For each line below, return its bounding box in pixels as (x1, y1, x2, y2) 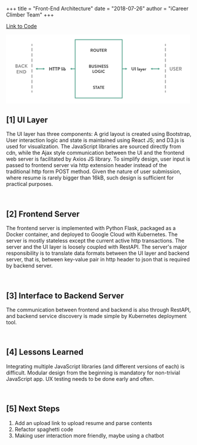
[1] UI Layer (6, 115, 48, 125)
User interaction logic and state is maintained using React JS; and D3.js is (6, 137, 185, 144)
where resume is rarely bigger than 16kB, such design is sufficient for (6, 174, 174, 181)
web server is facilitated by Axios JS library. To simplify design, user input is (6, 155, 191, 162)
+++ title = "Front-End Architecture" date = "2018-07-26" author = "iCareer (6, 5, 189, 12)
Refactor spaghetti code (14, 426, 74, 433)
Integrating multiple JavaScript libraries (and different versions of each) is (6, 363, 185, 370)
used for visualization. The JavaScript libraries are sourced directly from (6, 143, 181, 150)
